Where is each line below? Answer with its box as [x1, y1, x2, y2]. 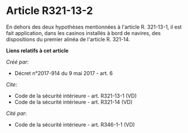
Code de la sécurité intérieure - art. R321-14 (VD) [14, 98, 133, 106]
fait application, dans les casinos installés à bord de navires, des [6, 29, 161, 36]
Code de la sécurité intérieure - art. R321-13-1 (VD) [14, 92, 137, 99]
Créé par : [6, 58, 29, 65]
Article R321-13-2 [6, 4, 93, 17]
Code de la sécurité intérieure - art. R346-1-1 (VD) [14, 121, 135, 128]
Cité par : [6, 110, 27, 117]
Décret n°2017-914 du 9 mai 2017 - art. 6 [14, 69, 113, 76]
